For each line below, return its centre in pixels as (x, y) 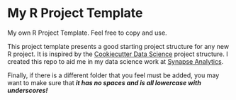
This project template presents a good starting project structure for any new (118, 46)
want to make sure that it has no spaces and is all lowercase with (105, 82)
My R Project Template (75, 13)
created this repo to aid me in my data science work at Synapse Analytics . (116, 61)
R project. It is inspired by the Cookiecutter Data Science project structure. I (118, 54)
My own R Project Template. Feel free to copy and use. (88, 33)
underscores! (28, 90)
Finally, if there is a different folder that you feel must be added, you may (113, 75)
